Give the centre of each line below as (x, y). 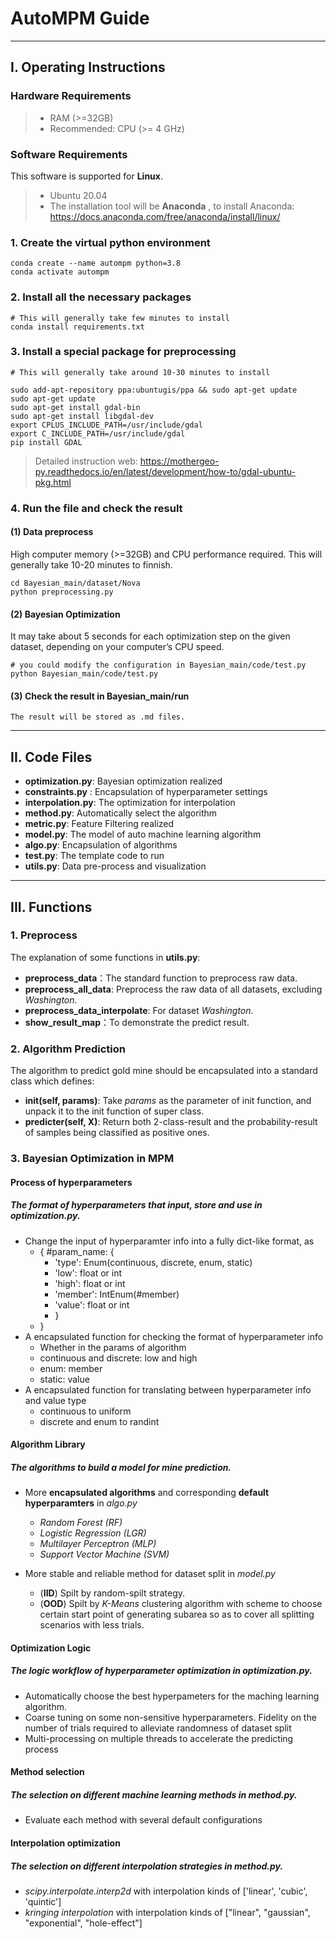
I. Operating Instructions (88, 67)
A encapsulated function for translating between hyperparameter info (168, 1389)
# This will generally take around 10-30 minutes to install (140, 372)
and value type (55, 1400)
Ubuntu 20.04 (78, 195)
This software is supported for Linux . (86, 176)
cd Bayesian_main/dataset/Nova (75, 583)
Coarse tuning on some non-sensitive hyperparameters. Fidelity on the (170, 1717)
